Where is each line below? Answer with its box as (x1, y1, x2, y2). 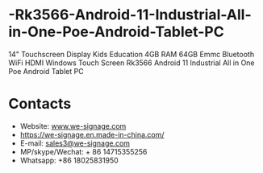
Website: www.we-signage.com (19, 121, 127, 130)
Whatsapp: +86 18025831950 (19, 155, 119, 165)
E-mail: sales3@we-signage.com (19, 138, 131, 148)
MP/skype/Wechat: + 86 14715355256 (19, 146, 148, 156)
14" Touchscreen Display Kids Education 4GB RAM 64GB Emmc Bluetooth (8, 49, 255, 59)
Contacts (8, 95, 72, 113)
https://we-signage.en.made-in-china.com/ (19, 130, 165, 139)
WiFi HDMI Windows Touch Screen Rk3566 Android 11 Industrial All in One (8, 58, 256, 68)
